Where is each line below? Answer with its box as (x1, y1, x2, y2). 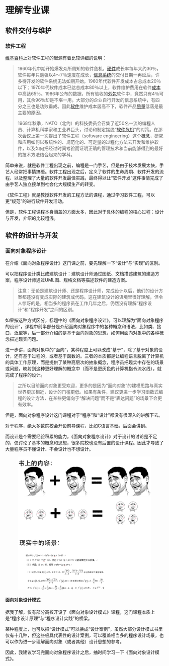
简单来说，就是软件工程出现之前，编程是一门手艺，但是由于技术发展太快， (5, 162, 159, 168)
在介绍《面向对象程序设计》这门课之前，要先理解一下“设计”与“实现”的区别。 (5, 260, 163, 266)
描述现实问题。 (9, 336, 41, 342)
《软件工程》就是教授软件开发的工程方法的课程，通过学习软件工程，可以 (5, 192, 155, 198)
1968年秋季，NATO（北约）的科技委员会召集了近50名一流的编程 (17, 120, 151, 126)
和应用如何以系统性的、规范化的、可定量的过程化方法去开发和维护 (17, 139, 154, 145)
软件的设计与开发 (5, 231, 58, 240)
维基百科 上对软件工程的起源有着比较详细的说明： (5, 55, 107, 61)
